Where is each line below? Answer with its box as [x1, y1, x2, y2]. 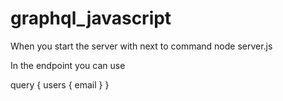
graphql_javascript [10, 7, 172, 30]
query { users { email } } [10, 78, 110, 91]
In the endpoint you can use [10, 59, 126, 71]
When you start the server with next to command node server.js [10, 40, 273, 52]
